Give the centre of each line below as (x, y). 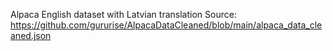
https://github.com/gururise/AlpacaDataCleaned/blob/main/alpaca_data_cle (166, 25)
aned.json (31, 35)
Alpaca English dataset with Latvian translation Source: (123, 14)
